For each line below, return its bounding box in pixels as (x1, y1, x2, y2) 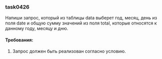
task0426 (5, 3, 30, 10)
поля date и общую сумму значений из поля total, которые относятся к (5, 20, 157, 26)
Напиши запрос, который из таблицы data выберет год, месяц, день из (5, 15, 157, 21)
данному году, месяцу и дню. (5, 25, 68, 31)
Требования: (5, 36, 33, 43)
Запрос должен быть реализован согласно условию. (12, 48, 126, 54)
